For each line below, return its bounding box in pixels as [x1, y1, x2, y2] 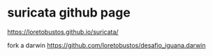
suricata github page [7, 5, 131, 21]
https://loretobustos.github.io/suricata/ [7, 28, 119, 36]
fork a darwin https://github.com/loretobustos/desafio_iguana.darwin [7, 41, 206, 49]
